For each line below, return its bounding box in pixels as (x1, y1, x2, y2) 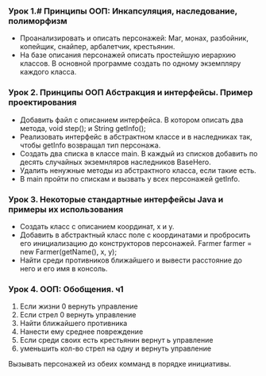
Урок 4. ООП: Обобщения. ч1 (8, 283, 124, 294)
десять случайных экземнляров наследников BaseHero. (19, 157, 212, 167)
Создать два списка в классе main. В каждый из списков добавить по (19, 148, 258, 158)
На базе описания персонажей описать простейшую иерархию (19, 50, 237, 60)
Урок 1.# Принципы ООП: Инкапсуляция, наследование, (8, 6, 238, 17)
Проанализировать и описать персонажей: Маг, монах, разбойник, (19, 33, 249, 43)
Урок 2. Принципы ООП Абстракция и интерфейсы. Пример (8, 87, 253, 98)
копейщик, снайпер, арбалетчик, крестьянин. (19, 42, 175, 52)
